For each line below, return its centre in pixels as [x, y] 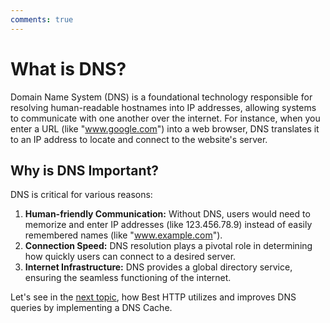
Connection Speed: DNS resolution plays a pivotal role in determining [168, 246]
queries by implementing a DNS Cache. [91, 308]
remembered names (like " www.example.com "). [123, 235]
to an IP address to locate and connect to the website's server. [139, 139]
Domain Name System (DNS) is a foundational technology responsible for [161, 97]
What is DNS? [68, 68]
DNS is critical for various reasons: [81, 195]
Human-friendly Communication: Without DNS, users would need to [167, 214]
